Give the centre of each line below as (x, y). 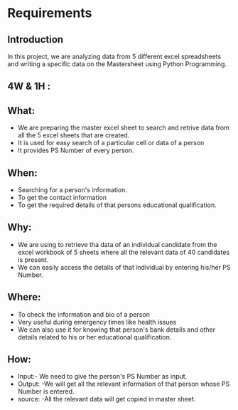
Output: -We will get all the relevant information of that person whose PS (124, 384)
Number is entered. (46, 391)
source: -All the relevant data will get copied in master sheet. (107, 399)
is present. (33, 259)
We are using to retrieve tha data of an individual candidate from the (117, 244)
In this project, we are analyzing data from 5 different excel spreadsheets (114, 56)
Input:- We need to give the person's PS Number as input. (102, 377)
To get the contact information (62, 198)
